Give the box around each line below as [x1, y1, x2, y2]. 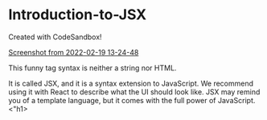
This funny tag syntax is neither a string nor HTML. [8, 62, 177, 73]
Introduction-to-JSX [8, 6, 147, 24]
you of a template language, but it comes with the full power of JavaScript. [8, 95, 256, 105]
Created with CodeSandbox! [8, 32, 102, 42]
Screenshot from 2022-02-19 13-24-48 [8, 47, 139, 57]
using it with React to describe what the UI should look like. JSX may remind [8, 86, 261, 97]
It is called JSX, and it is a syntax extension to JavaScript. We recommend [8, 78, 254, 88]
